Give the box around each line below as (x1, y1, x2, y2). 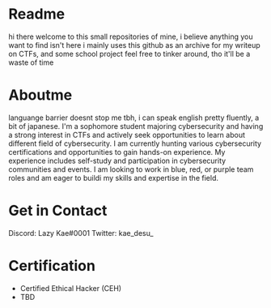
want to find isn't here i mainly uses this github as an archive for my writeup (8, 40, 260, 49)
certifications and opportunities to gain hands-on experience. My (8, 147, 226, 156)
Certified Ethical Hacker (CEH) (19, 283, 122, 293)
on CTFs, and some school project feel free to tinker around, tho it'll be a (8, 49, 251, 58)
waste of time (8, 58, 54, 67)
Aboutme (8, 86, 73, 105)
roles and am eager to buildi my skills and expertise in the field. (8, 173, 218, 182)
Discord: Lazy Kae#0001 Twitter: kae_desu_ (8, 228, 154, 237)
